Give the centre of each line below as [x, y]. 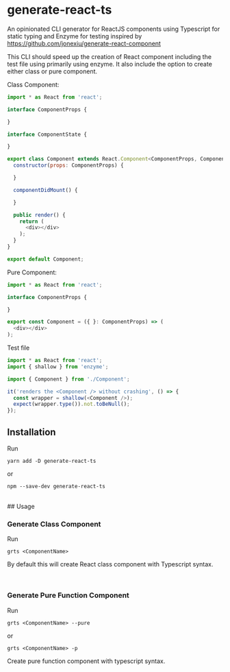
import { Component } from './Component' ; [68, 379]
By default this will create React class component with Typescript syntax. [110, 564]
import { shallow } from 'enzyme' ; [58, 367]
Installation [31, 432]
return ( [32, 221]
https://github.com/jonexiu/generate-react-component [84, 43]
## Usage [21, 506]
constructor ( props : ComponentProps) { [69, 166]
